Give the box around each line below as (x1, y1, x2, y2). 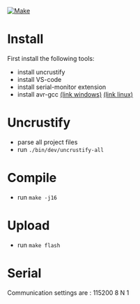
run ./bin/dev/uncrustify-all (17, 145, 104, 153)
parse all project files (17, 137, 78, 146)
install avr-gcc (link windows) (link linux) (17, 90, 134, 98)
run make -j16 (17, 193, 57, 201)
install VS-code (17, 75, 62, 83)
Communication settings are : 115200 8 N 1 (7, 288, 130, 297)
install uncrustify (17, 67, 65, 76)
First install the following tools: (7, 54, 95, 62)
